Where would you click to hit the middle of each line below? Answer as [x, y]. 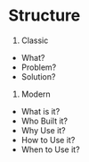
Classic [35, 40]
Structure [44, 16]
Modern [36, 94]
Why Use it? [43, 130]
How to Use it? [48, 140]
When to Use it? [51, 149]
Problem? [39, 67]
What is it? [40, 111]
